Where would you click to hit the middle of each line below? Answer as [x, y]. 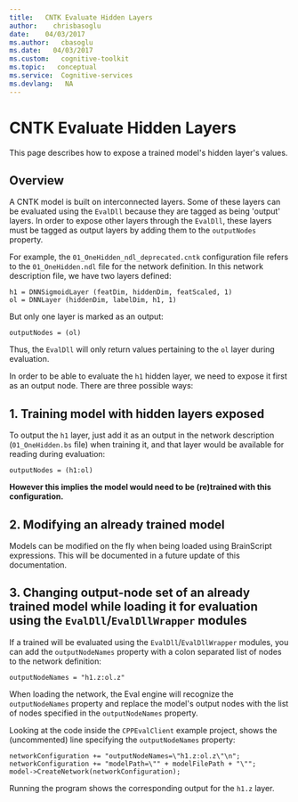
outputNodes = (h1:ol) [51, 471]
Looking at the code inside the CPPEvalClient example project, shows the [143, 730]
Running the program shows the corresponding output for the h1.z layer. [142, 788]
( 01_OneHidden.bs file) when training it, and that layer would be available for [147, 445]
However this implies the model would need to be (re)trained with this [140, 487]
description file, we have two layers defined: [90, 276]
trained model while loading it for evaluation [133, 607]
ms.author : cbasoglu [51, 42]
